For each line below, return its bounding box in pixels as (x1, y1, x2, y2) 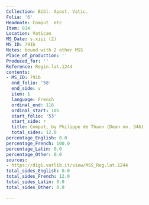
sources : (6, 157, 28, 163)
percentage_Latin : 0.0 (6, 146, 62, 152)
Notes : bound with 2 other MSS (6, 47, 83, 53)
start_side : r (11, 119, 46, 125)
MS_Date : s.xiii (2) (6, 36, 57, 42)
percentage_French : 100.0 (6, 140, 70, 147)
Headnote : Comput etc (6, 19, 62, 25)
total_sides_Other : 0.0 (6, 184, 65, 190)
